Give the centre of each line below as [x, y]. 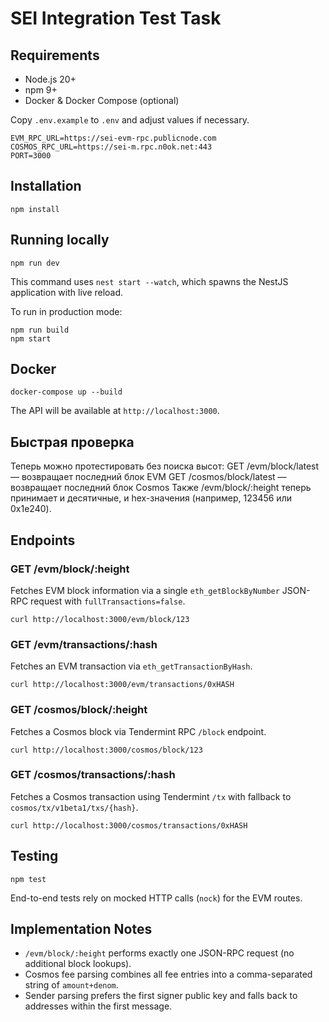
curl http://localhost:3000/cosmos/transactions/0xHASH [129, 825]
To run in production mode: [66, 311]
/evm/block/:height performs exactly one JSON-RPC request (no [159, 953]
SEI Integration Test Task [116, 18]
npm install [35, 209]
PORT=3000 [31, 156]
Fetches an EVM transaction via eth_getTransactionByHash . [131, 666]
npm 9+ [41, 90]
